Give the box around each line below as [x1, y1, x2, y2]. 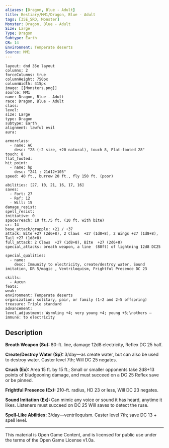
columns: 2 [5, 68, 28, 73]
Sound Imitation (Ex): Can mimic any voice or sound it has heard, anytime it [5, 397, 162, 403]
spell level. [5, 417, 28, 423]
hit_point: [5, 160, 28, 165]
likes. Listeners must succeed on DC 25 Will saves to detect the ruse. [5, 402, 149, 408]
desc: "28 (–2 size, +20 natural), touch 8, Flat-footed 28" [14, 147, 145, 152]
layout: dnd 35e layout [5, 63, 55, 69]
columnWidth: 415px [5, 81, 46, 86]
